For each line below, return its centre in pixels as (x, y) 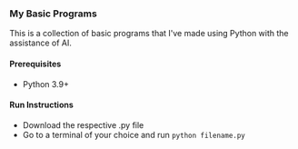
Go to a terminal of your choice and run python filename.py (134, 134)
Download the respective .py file (83, 124)
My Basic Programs (53, 14)
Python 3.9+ (46, 84)
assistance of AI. (41, 43)
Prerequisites (35, 64)
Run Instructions (42, 105)
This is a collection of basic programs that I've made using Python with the (149, 34)
